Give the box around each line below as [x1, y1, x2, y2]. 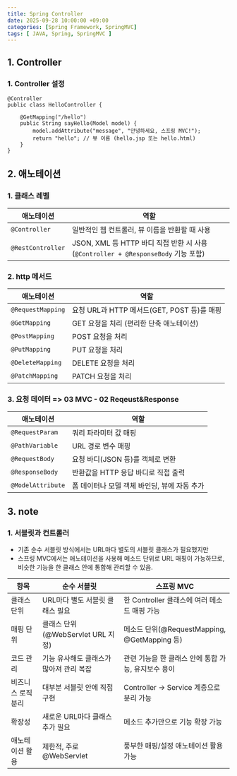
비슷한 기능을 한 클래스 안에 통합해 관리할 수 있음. [17, 563, 153, 571]
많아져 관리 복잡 [42, 664, 92, 674]
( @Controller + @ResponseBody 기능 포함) [71, 249, 205, 258]
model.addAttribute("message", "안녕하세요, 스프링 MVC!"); [32, 127, 201, 134]
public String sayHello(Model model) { [20, 119, 138, 127]
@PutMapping [11, 345, 51, 353]
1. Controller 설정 [7, 78, 65, 88]
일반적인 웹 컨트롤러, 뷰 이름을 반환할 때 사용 [71, 225, 211, 234]
